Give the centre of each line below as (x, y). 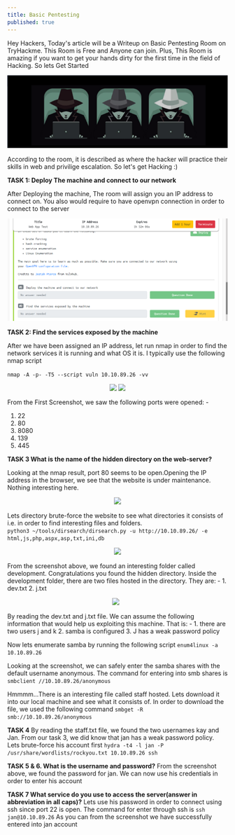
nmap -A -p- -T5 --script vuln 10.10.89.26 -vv (78, 375)
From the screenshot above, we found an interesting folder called (101, 566)
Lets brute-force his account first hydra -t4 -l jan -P (86, 745)
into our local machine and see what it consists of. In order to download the (116, 701)
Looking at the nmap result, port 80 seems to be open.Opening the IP (107, 472)
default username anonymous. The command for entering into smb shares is (117, 673)
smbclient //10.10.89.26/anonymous (59, 681)
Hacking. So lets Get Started (48, 65)
